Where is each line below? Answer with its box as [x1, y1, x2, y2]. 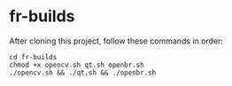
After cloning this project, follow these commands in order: [9, 35, 224, 46]
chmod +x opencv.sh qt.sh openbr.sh [9, 60, 144, 69]
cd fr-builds [9, 52, 58, 61]
